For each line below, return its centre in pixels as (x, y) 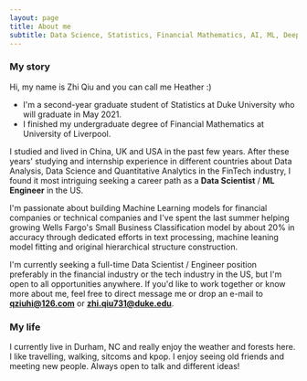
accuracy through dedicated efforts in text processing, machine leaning (144, 237)
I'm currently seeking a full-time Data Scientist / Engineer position (133, 264)
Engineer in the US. (47, 190)
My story (30, 67)
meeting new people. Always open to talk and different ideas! (125, 365)
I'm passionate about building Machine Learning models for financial (138, 207)
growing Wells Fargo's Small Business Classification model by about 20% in (152, 227)
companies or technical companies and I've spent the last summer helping (149, 217)
